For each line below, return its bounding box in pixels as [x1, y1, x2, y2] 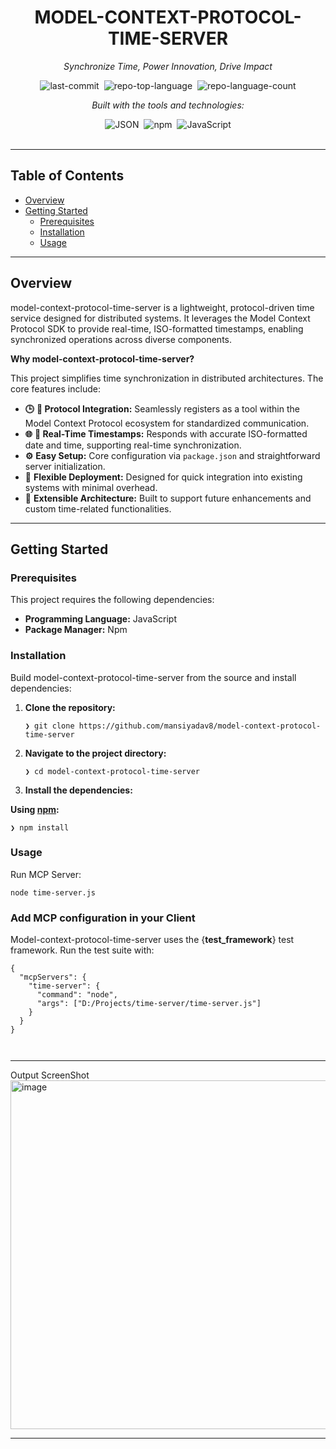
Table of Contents [10, 167, 125, 185]
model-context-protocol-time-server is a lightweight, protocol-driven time [10, 301, 315, 313]
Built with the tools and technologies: [91, 99, 245, 111]
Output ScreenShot [10, 1069, 90, 1081]
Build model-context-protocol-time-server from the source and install [10, 671, 297, 683]
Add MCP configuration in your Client [10, 911, 196, 925]
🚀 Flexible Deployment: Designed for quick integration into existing [24, 471, 303, 483]
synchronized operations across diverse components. [10, 333, 233, 345]
